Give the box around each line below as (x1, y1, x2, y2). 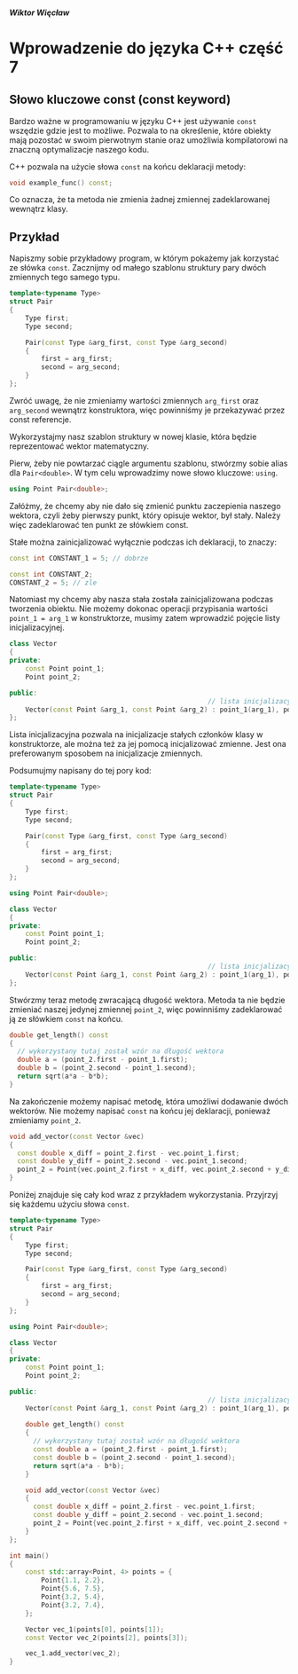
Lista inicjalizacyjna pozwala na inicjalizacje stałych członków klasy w (9, 729, 263, 740)
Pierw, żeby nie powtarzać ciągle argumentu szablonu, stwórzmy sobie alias (9, 458, 288, 468)
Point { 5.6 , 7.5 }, (41, 1584, 105, 1593)
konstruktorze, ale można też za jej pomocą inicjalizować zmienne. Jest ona (9, 739, 286, 750)
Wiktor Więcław (9, 7, 70, 18)
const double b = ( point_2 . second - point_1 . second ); (32, 1453, 237, 1462)
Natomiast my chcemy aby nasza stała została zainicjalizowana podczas (9, 594, 273, 605)
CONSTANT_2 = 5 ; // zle (9, 578, 98, 587)
